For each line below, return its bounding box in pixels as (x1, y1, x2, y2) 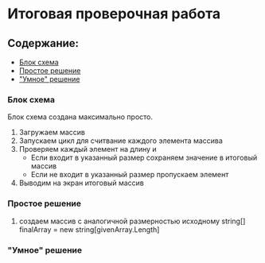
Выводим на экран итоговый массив (18, 178, 145, 188)
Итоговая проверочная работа (7, 5, 221, 23)
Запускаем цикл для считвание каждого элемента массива (18, 136, 224, 145)
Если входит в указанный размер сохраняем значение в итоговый (30, 153, 258, 163)
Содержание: (7, 37, 80, 50)
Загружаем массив (18, 128, 85, 137)
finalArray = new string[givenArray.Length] (18, 224, 160, 234)
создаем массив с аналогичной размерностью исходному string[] (18, 216, 246, 226)
